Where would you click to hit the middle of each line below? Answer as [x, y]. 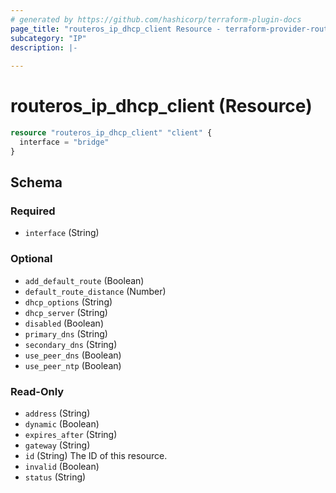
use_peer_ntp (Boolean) [73, 365]
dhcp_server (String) [66, 312]
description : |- [44, 47]
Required [33, 211]
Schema [36, 182]
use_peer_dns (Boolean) [73, 355]
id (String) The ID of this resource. [96, 455]
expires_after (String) [71, 434]
